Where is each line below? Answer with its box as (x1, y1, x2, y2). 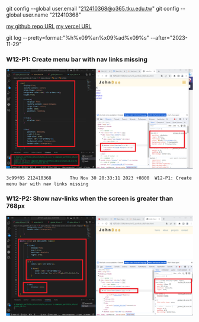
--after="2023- (150, 34, 188, 41)
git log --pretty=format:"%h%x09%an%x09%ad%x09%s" (6, 34, 149, 41)
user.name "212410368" (23, 11, 81, 18)
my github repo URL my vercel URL (6, 23, 92, 30)
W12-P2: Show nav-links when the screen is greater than (6, 195, 174, 203)
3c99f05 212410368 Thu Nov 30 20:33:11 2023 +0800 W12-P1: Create (6, 175, 192, 181)
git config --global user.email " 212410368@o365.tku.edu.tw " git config (6, 5, 179, 12)
